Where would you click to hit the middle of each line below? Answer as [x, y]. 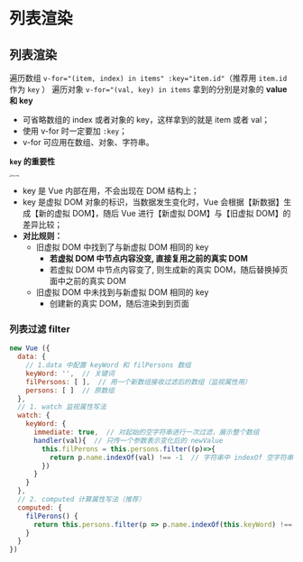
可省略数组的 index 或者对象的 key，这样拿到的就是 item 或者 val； [146, 120]
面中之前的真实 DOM [87, 281]
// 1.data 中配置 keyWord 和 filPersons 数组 [108, 365]
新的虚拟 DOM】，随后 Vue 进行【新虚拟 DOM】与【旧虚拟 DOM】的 [165, 213]
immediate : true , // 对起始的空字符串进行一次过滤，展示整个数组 [146, 433]
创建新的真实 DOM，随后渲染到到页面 [119, 304]
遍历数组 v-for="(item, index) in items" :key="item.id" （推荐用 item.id [148, 78]
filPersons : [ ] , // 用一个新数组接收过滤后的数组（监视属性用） [138, 382]
